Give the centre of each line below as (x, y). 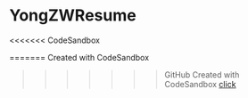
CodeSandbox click (200, 84)
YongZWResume (73, 16)
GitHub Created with (202, 74)
